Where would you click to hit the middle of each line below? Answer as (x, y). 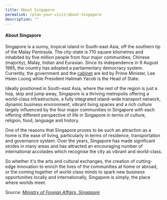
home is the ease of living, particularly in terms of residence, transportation (83, 135)
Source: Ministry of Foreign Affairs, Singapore (52, 192)
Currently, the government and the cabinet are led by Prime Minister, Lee (80, 73)
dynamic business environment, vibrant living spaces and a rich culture (78, 104)
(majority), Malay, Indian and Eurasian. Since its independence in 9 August (82, 62)
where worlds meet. (26, 182)
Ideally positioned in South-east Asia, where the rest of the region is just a (81, 88)
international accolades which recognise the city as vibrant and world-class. (84, 151)
